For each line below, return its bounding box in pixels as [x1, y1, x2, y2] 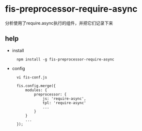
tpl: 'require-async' [43, 100, 86, 105]
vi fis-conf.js [16, 75, 47, 80]
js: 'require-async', [43, 96, 86, 101]
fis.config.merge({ [16, 83, 56, 88]
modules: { [25, 88, 47, 93]
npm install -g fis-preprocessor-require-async [16, 57, 115, 62]
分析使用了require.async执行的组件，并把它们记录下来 [5, 20, 113, 26]
